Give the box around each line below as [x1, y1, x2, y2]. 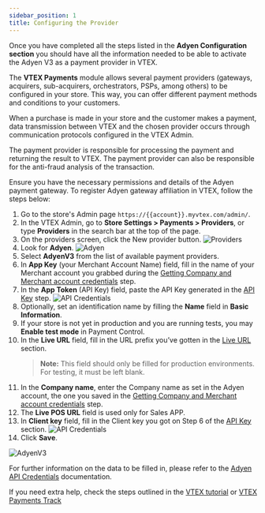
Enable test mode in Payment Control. [20, 327, 145, 336]
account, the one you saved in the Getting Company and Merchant [20, 391, 237, 400]
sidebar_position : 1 [9, 11, 77, 20]
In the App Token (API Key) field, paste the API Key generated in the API [20, 285, 256, 294]
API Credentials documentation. [9, 471, 113, 481]
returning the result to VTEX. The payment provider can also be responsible [9, 153, 255, 163]
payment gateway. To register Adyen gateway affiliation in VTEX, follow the [9, 185, 253, 195]
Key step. [20, 293, 51, 302]
